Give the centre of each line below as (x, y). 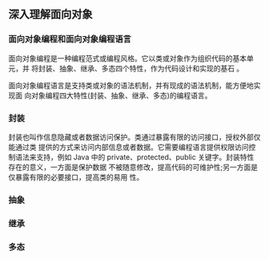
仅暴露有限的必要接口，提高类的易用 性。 (76, 177)
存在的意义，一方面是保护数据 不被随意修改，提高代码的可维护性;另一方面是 (133, 167)
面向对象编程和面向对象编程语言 (70, 39)
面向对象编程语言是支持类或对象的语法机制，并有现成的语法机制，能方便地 (131, 85)
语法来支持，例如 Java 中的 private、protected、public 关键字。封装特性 (134, 157)
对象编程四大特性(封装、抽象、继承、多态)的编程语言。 (121, 95)
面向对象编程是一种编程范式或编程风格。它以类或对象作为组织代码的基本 (127, 58)
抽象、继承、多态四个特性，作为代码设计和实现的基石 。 (151, 68)
